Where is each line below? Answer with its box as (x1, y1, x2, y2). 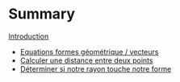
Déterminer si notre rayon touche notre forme (19, 64, 172, 73)
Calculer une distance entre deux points (19, 55, 153, 65)
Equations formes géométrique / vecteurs (19, 47, 159, 56)
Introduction (8, 31, 49, 41)
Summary (8, 5, 75, 23)
